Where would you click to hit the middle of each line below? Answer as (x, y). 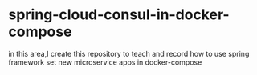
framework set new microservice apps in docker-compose (105, 62)
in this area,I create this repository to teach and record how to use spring (129, 53)
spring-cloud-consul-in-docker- (119, 15)
